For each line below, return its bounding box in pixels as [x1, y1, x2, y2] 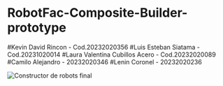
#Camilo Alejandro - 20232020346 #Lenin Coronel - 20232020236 [7, 57, 203, 66]
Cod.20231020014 [7, 50, 61, 59]
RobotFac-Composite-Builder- [7, 5, 188, 21]
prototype [7, 20, 66, 36]
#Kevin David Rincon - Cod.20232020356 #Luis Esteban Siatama [7, 43, 196, 51]
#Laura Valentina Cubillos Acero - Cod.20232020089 [62, 50, 217, 59]
